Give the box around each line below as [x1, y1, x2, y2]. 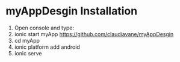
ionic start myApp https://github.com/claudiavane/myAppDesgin [14, 30, 174, 37]
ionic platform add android [14, 43, 81, 51]
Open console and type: [14, 24, 75, 31]
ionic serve [14, 49, 42, 57]
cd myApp [14, 37, 40, 44]
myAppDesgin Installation [5, 4, 138, 18]
